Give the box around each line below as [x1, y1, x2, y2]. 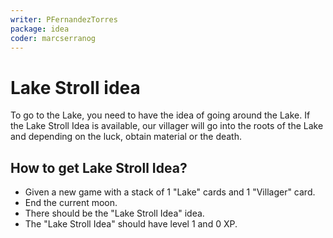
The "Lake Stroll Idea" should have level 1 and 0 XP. [24, 218, 238, 230]
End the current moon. [24, 197, 118, 209]
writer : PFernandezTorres [10, 14, 118, 25]
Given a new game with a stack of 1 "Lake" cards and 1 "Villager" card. [24, 186, 316, 198]
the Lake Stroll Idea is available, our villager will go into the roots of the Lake [10, 120, 324, 132]
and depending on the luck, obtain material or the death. [10, 131, 243, 143]
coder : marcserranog [10, 33, 97, 43]
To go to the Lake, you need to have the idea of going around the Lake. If [10, 109, 311, 121]
